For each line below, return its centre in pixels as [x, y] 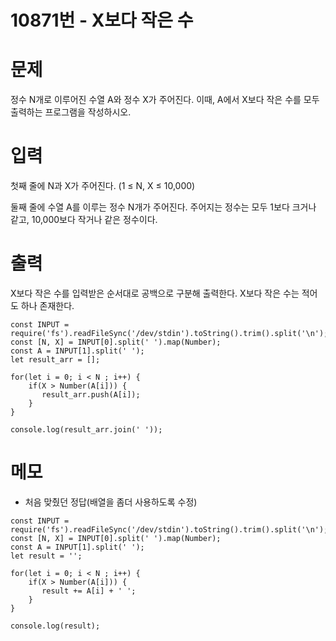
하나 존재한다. [47, 305]
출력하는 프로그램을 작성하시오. [71, 112]
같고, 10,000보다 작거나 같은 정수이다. [84, 220]
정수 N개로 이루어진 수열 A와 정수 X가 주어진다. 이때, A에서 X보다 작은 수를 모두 [165, 100]
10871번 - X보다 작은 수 [102, 20]
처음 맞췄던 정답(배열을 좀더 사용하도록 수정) [111, 502]
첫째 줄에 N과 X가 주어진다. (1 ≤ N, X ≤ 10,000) [103, 186]
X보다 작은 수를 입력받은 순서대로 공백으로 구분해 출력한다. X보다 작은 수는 [155, 293]
